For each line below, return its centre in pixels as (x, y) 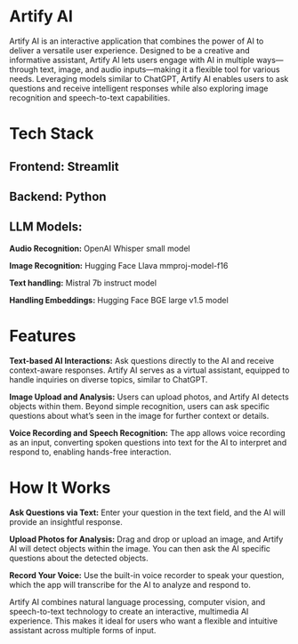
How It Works (60, 487)
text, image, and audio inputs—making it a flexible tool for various (160, 69)
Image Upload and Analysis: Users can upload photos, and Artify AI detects (149, 397)
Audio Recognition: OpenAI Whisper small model (100, 248)
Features (43, 336)
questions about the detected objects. (79, 558)
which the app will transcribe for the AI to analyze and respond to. (130, 584)
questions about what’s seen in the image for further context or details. (139, 415)
